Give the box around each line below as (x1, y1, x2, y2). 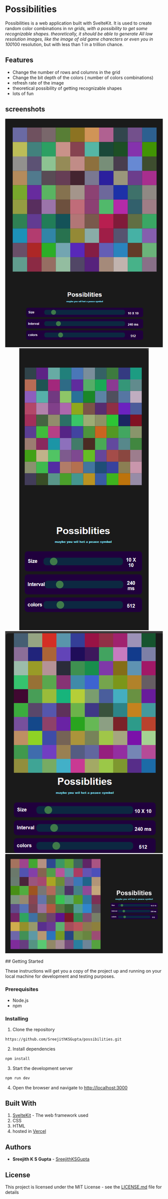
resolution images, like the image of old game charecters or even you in (5, 36, 153, 42)
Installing (5, 1015, 28, 1022)
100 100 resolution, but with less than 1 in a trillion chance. (5, 41, 123, 47)
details (5, 1189, 19, 1195)
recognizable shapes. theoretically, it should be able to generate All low (5, 31, 153, 37)
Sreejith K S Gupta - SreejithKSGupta (12, 1156, 90, 1162)
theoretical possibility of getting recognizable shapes (12, 85, 122, 91)
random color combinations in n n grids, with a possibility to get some (5, 25, 147, 31)
